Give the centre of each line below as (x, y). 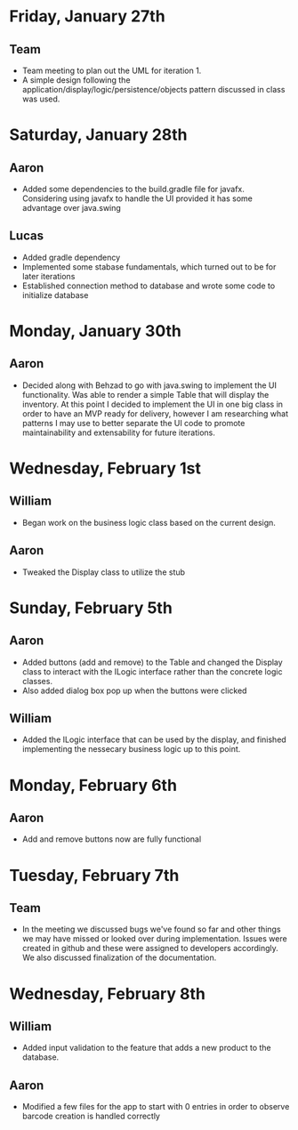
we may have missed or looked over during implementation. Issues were (154, 939)
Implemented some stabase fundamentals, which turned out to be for (149, 266)
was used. (41, 99)
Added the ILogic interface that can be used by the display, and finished (154, 739)
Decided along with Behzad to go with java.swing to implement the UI (149, 385)
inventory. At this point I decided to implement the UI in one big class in (152, 404)
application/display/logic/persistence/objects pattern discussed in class (153, 89)
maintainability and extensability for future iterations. (118, 432)
